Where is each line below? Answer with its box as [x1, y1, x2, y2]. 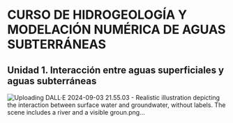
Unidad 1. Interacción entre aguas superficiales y [7, 64, 225, 76]
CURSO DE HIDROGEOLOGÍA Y [7, 7, 188, 23]
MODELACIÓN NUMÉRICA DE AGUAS [7, 22, 226, 38]
